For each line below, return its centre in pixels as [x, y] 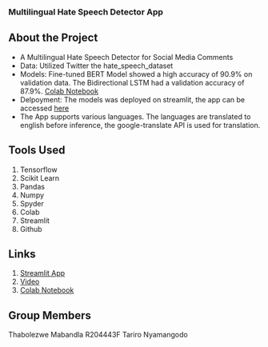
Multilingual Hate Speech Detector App [86, 12]
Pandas [32, 186]
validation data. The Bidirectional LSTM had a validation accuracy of [132, 82]
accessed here [44, 108]
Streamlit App [42, 273]
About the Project [53, 38]
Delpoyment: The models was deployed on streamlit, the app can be [132, 99]
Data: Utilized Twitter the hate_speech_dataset [96, 66]
